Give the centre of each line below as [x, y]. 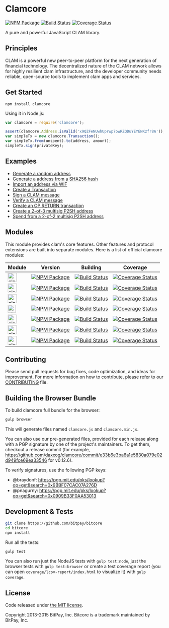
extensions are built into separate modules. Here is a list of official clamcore [84, 249]
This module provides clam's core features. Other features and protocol [79, 244]
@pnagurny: [25, 491]
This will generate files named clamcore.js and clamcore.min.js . [72, 429]
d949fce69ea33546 [26, 460]
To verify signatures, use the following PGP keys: [56, 470]
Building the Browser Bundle [51, 398]
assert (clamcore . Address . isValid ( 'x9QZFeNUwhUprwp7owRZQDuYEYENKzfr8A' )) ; [85, 131]
